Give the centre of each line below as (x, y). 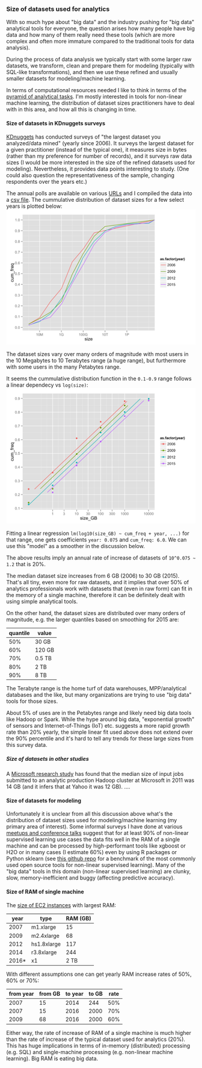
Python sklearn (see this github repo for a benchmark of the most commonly (101, 859)
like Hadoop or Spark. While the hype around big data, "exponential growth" (100, 719)
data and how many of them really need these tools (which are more (91, 35)
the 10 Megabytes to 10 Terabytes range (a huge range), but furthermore (96, 361)
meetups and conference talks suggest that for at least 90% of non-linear (98, 833)
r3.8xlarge (44, 952)
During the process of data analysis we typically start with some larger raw (99, 60)
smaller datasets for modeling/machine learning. (66, 79)
